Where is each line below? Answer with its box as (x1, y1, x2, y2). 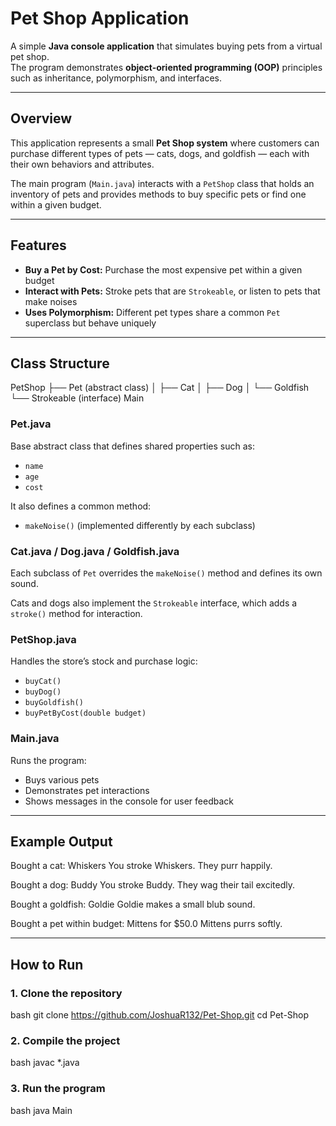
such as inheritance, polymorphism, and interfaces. (10, 72, 222, 84)
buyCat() (24, 677, 62, 687)
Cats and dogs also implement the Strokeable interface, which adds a (10, 597, 298, 609)
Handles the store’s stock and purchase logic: (10, 655, 198, 667)
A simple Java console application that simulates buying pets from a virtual (10, 40, 323, 52)
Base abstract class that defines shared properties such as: (10, 440, 255, 452)
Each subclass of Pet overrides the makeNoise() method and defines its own (10, 567, 323, 579)
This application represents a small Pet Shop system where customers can (10, 137, 320, 149)
